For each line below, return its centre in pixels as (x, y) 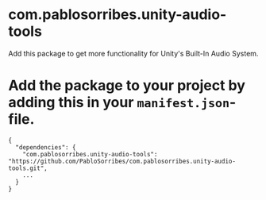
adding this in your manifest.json (119, 103)
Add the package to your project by (127, 86)
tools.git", (28, 168)
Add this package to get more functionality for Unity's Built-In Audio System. (133, 53)
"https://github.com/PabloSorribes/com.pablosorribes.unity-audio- (122, 161)
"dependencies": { (46, 147)
